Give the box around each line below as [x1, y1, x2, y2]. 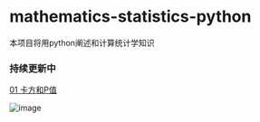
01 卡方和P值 [9, 84, 57, 96]
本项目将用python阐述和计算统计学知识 [9, 37, 155, 48]
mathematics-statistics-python [9, 6, 252, 27]
